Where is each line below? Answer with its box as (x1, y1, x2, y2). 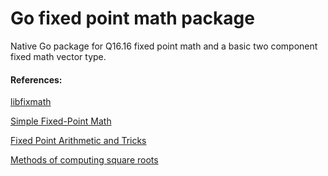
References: (10, 73, 63, 86)
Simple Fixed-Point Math (10, 115, 112, 127)
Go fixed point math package (10, 7, 255, 30)
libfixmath (10, 96, 52, 108)
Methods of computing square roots (10, 154, 159, 166)
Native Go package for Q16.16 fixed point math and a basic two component (10, 40, 318, 52)
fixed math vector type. (10, 50, 107, 62)
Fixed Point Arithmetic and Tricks (10, 135, 147, 147)
